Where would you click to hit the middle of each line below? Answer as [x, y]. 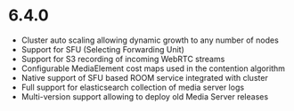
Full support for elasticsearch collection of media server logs [133, 87]
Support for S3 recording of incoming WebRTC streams [123, 59]
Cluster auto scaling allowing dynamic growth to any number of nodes [150, 40]
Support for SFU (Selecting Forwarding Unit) [102, 49]
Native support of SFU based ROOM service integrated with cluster [144, 77]
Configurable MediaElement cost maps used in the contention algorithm [153, 68]
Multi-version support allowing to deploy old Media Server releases [145, 96]
